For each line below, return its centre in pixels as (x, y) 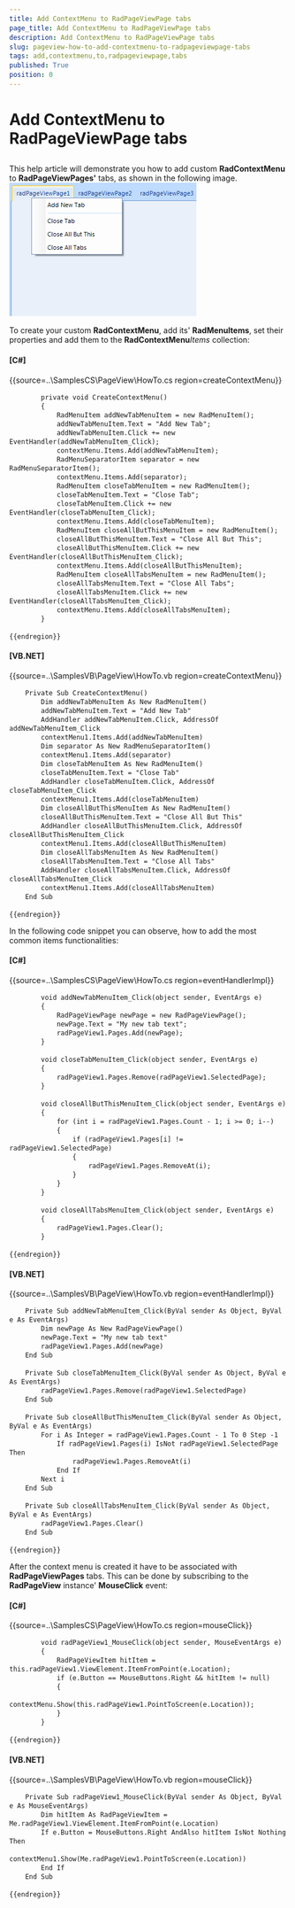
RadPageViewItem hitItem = (106, 1661)
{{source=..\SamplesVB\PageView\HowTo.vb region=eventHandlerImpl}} (142, 1294)
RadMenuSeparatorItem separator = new (128, 459)
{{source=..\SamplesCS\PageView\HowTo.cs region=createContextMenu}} (146, 380)
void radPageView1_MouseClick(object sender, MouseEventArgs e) (162, 1643)
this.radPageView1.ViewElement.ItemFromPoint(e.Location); (120, 1670)
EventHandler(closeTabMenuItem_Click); (83, 512)
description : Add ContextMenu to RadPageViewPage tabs (112, 37)
